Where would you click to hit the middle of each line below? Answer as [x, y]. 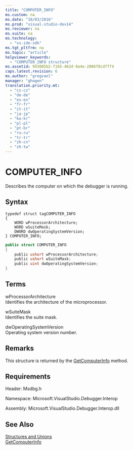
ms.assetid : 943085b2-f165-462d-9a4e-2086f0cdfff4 [60, 67]
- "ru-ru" [20, 133]
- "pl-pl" [20, 123]
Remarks [20, 348]
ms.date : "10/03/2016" [29, 19]
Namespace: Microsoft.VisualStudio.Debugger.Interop [61, 399]
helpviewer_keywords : [28, 57]
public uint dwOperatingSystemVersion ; [56, 264]
